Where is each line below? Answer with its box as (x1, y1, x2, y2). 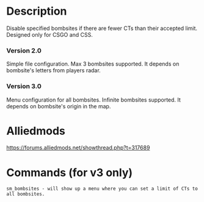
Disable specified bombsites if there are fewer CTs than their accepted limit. (6, 24, 197, 32)
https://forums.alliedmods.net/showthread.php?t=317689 (6, 144, 150, 151)
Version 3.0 (6, 82, 42, 91)
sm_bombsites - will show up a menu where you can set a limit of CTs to (6, 185, 199, 192)
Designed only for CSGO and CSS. (6, 31, 93, 38)
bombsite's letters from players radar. (6, 67, 101, 74)
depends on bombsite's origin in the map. (6, 102, 111, 110)
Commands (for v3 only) (6, 165, 133, 179)
